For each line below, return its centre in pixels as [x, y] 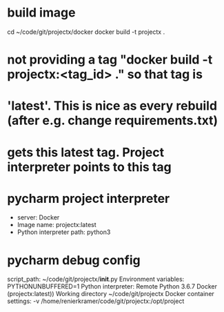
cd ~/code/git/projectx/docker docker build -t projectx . [86, 32]
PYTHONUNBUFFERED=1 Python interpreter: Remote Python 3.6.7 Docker [112, 286]
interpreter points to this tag [90, 167]
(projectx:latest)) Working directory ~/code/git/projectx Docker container [111, 294]
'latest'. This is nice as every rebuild [112, 106]
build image [41, 13]
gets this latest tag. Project [85, 152]
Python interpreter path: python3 [64, 232]
